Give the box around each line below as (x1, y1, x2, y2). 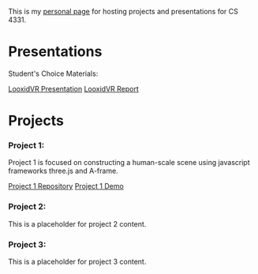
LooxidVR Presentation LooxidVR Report (8, 84, 140, 93)
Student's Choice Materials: (8, 69, 99, 78)
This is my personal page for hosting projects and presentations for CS (8, 7, 238, 16)
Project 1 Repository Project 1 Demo (8, 182, 124, 191)
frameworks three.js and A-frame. (8, 166, 118, 176)
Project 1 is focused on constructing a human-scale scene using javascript (8, 158, 250, 167)
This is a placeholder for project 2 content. (8, 219, 147, 228)
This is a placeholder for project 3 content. (8, 257, 147, 267)
